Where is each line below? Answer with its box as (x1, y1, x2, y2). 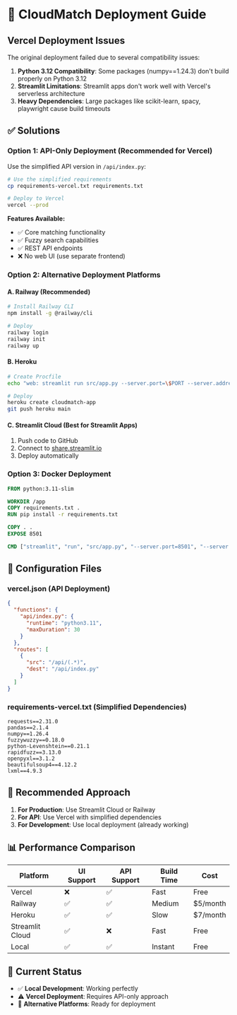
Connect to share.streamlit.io (17, 444, 102, 453)
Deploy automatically (17, 451, 79, 460)
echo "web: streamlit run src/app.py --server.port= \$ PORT (7, 379, 185, 387)
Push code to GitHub (17, 437, 79, 445)
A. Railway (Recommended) (7, 287, 90, 296)
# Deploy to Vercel (7, 195, 65, 202)
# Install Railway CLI (7, 303, 74, 310)
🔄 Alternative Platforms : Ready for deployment (17, 999, 156, 1009)
